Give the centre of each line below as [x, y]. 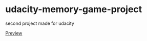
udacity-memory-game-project [74, 9]
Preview [14, 33]
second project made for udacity [40, 23]
